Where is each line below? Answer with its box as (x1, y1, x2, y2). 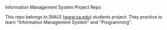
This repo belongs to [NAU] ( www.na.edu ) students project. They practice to (5, 14, 163, 19)
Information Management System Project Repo (5, 4, 101, 10)
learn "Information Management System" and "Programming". (5, 19, 132, 25)
